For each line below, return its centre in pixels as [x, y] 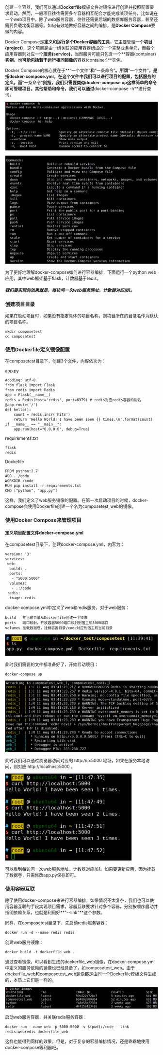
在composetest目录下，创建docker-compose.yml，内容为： [65, 544]
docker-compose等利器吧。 [33, 1047]
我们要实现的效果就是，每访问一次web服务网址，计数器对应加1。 [70, 290]
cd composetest [20, 336]
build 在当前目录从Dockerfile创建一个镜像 [46, 618]
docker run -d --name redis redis [40, 933]
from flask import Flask [30, 385]
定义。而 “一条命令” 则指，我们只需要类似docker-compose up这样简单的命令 [81, 82]
